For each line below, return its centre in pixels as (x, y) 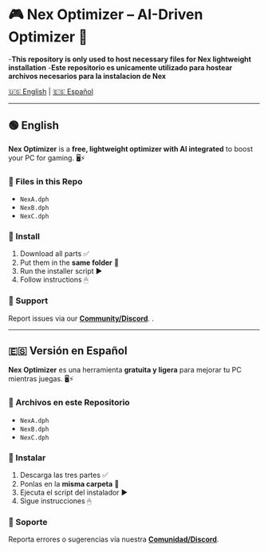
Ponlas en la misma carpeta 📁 (69, 484)
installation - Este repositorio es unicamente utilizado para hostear (120, 67)
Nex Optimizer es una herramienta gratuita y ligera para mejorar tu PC (125, 370)
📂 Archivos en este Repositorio (69, 403)
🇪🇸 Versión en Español (68, 351)
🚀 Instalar (27, 457)
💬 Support (28, 301)
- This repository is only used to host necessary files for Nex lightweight (130, 59)
